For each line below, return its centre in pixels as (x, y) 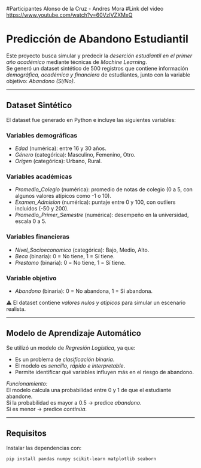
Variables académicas (39, 176)
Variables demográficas (42, 135)
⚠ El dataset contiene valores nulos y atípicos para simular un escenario (96, 302)
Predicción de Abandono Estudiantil (97, 39)
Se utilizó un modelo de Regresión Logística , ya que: (71, 348)
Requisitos (26, 434)
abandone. (19, 396)
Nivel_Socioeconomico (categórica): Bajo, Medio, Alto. (82, 250)
